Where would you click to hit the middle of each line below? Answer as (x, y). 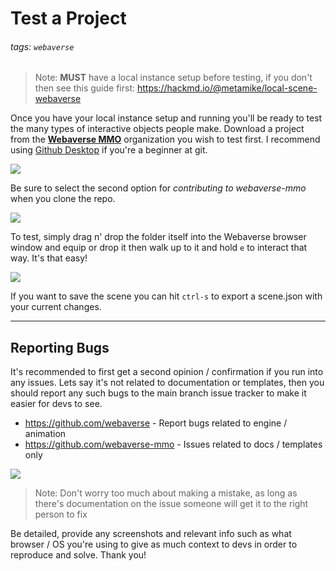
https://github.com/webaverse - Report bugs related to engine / (156, 423)
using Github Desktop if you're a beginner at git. (109, 150)
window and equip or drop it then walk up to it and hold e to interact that (159, 248)
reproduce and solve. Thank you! (78, 555)
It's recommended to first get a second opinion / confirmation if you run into (167, 372)
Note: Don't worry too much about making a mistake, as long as (166, 493)
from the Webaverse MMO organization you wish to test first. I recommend (165, 139)
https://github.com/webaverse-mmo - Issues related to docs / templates (173, 444)
